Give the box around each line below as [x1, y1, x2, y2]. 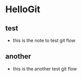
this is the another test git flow [12, 65, 77, 72]
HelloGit [5, 4, 40, 15]
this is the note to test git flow [12, 37, 76, 43]
